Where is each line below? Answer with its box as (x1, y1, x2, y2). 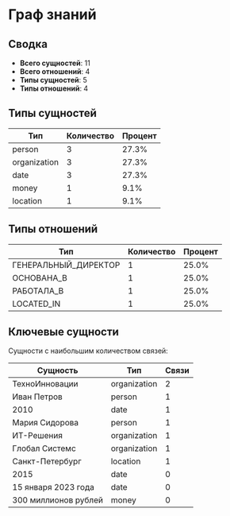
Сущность (36, 365, 79, 376)
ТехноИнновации (12, 378, 79, 390)
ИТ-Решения (12, 430, 63, 441)
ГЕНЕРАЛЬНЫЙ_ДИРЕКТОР (12, 259, 121, 270)
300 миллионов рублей (12, 495, 103, 506)
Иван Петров (12, 391, 63, 402)
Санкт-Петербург (12, 456, 82, 467)
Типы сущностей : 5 (19, 76, 87, 84)
